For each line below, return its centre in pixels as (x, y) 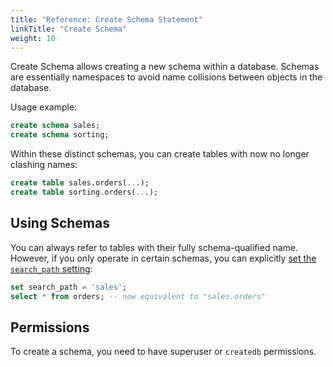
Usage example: (44, 107)
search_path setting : (51, 268)
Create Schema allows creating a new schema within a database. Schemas (165, 67)
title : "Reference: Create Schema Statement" (106, 19)
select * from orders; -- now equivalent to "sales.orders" (138, 296)
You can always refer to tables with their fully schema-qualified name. (154, 247)
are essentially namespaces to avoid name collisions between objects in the (166, 77)
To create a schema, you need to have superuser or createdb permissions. (163, 352)
